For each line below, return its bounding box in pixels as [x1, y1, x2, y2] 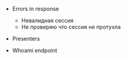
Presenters [12, 35, 40, 42]
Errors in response [12, 5, 60, 12]
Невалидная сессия [21, 17, 74, 24]
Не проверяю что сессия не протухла [21, 24, 121, 30]
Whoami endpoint [12, 47, 58, 54]
